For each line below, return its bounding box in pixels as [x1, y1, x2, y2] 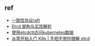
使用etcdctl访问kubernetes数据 [11, 29, 74, 35]
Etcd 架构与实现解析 [11, 23, 52, 29]
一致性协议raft [11, 17, 40, 23]
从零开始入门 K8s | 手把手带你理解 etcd [11, 35, 90, 41]
